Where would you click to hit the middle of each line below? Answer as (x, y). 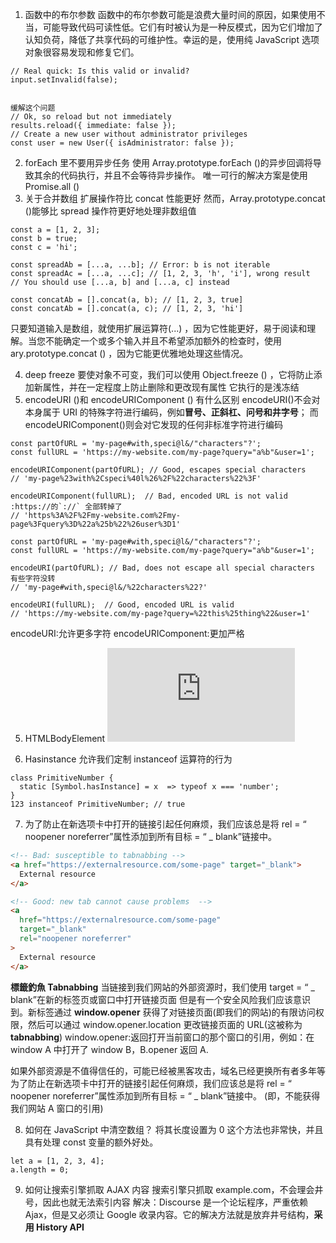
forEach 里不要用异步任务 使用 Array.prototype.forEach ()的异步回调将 (168, 162)
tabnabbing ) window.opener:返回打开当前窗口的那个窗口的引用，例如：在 (162, 1037)
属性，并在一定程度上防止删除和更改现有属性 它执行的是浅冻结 (171, 387)
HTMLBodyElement (65, 738)
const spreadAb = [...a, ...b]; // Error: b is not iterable (140, 265)
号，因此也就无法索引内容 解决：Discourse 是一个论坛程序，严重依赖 (166, 1202)
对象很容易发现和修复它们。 (82, 52)
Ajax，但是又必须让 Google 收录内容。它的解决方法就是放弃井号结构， (169, 1214)
